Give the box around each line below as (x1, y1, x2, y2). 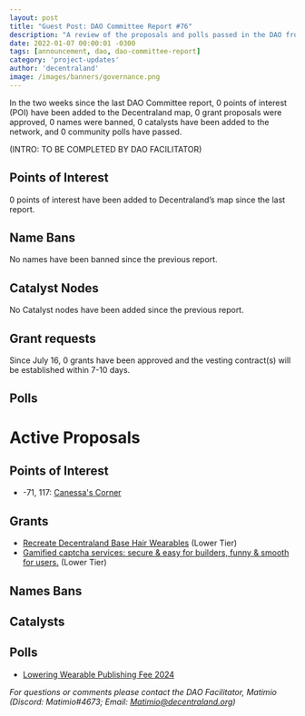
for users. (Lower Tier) (22, 557, 107, 568)
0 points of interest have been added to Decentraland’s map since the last (9, 194, 286, 205)
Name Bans (9, 230, 75, 245)
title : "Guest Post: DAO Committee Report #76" (9, 22, 193, 31)
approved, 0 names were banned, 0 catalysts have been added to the (9, 116, 270, 127)
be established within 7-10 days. (9, 365, 131, 375)
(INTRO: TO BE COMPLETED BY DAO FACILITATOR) (9, 143, 202, 154)
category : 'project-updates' (9, 55, 120, 64)
